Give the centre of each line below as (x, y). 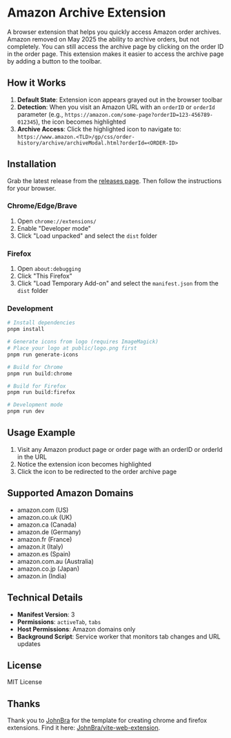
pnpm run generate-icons (43, 354)
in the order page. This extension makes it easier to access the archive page (115, 54)
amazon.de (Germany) (49, 532)
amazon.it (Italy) (40, 547)
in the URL (32, 457)
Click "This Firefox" (44, 276)
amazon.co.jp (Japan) (48, 569)
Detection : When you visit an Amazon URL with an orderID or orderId (116, 107)
